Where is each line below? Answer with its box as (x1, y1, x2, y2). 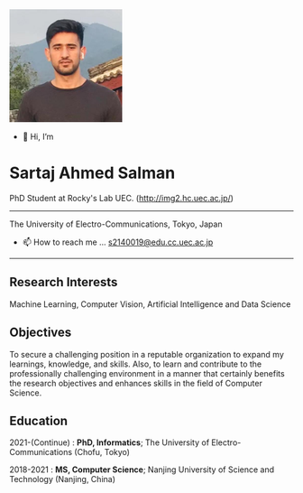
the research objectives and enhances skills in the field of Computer (9, 377, 263, 388)
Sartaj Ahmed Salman (9, 163, 176, 183)
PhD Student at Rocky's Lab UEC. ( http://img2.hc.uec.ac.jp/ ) (9, 192, 234, 203)
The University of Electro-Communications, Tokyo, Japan (9, 219, 223, 229)
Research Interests (9, 274, 118, 290)
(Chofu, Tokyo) (74, 447, 131, 458)
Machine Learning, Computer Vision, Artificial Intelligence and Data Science (9, 298, 291, 310)
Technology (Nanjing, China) (9, 474, 115, 485)
